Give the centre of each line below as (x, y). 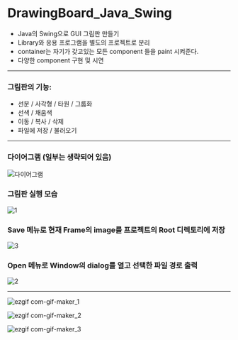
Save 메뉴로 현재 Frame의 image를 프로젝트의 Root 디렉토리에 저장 (116, 230)
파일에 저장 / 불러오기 (47, 131)
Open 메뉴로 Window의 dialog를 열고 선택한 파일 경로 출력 (103, 265)
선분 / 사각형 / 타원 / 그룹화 (55, 104)
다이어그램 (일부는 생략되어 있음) (59, 158)
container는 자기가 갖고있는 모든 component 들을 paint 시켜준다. (108, 51)
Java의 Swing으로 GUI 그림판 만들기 (68, 33)
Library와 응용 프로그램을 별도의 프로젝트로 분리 (84, 42)
